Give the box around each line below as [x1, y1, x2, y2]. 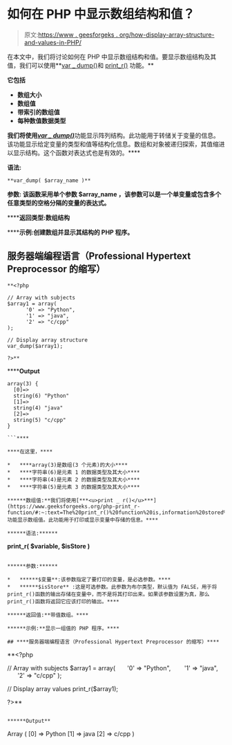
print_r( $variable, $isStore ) [7, 542, 90, 550]
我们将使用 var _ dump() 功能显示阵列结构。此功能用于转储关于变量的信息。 [7, 131, 220, 139]
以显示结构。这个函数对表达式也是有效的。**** [7, 148, 141, 156]
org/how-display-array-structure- [119, 30, 215, 39]
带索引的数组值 [17, 108, 60, 116]
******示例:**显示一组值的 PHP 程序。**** [7, 625, 119, 632]
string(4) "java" [13, 404, 64, 412]
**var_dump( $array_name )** [7, 177, 91, 184]
